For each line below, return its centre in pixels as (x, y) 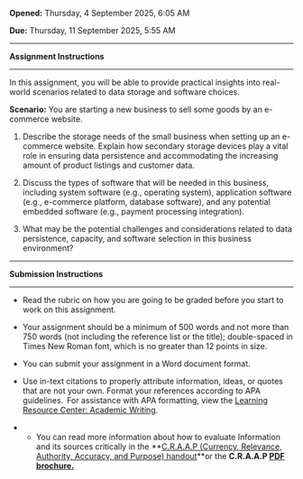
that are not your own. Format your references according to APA (142, 391)
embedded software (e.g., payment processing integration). (133, 212)
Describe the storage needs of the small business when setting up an (151, 136)
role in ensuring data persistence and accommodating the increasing (150, 156)
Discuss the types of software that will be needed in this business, (146, 183)
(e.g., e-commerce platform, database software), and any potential (146, 202)
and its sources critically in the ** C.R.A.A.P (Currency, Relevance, (159, 447)
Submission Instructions (56, 274)
